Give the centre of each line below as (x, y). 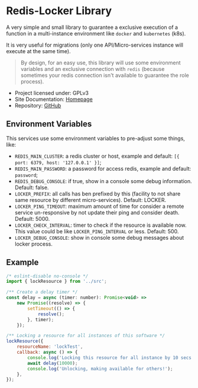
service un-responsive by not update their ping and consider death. (97, 212)
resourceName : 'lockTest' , (50, 347)
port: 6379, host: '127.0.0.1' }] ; (58, 162)
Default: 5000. (32, 219)
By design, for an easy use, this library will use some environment (101, 63)
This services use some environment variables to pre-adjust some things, (95, 138)
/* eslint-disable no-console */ (47, 276)
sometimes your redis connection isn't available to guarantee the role (105, 75)
